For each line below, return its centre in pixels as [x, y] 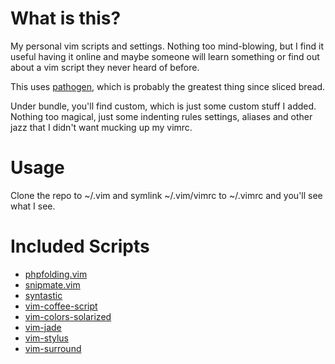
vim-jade [43, 327]
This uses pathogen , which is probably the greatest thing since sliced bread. [168, 86]
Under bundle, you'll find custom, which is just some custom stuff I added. [163, 106]
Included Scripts [80, 246]
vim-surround [53, 348]
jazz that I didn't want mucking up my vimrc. [101, 127]
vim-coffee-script [61, 306]
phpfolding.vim [56, 274]
